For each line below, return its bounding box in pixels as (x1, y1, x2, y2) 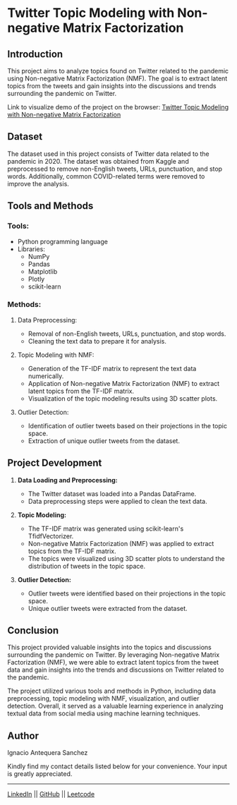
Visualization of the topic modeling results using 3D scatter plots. (28, 394, 218, 403)
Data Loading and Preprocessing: (17, 476, 118, 484)
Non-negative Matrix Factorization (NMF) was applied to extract (28, 539, 214, 547)
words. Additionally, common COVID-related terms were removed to (7, 171, 205, 181)
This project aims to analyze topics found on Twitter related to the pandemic (7, 67, 229, 75)
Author (7, 730, 39, 742)
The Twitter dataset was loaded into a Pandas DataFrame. (28, 489, 197, 498)
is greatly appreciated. (7, 770, 73, 778)
